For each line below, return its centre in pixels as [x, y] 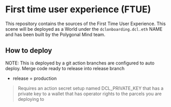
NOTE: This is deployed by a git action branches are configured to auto [80, 63]
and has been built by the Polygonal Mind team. [55, 34]
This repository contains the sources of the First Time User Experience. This [86, 24]
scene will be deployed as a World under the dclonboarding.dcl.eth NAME [84, 29]
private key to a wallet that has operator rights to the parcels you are [90, 94]
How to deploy [29, 50]
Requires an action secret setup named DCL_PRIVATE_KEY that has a [91, 88]
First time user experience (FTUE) [78, 9]
